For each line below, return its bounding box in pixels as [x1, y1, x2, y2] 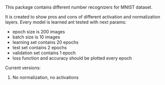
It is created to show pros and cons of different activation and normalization [5, 14, 161, 19]
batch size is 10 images [12, 34, 61, 40]
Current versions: [5, 65, 41, 71]
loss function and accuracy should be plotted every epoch [12, 55, 132, 61]
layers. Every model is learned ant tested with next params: [5, 19, 127, 25]
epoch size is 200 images [12, 29, 66, 34]
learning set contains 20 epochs [12, 39, 79, 45]
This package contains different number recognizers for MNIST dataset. [5, 4, 153, 10]
